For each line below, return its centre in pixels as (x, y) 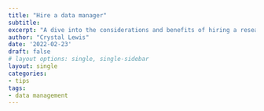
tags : (17, 88)
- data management (38, 95)
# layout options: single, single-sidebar (79, 59)
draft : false (29, 52)
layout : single (33, 66)
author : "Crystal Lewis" (49, 37)
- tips (19, 81)
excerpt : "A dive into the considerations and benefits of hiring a (123, 30)
